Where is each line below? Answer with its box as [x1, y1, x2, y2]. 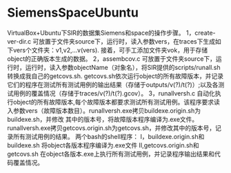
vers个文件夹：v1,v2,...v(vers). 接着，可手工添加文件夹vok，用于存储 [12, 46, 208, 54]
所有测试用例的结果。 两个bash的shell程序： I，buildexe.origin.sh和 [12, 132, 205, 140]
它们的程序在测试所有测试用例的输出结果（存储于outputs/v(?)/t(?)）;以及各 [7, 80, 219, 89]
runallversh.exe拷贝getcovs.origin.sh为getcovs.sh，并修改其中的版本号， [7, 123, 216, 132]
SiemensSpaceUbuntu [7, 5, 139, 21]
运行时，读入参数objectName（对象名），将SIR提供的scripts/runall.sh [25, 63, 221, 71]
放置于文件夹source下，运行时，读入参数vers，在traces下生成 [39, 37, 216, 46]
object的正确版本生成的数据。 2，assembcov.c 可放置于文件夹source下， [7, 54, 216, 63]
